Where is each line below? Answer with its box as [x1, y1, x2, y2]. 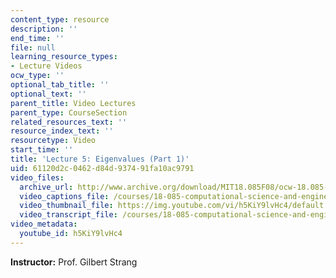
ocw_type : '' [10, 71, 65, 81]
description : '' [10, 24, 78, 34]
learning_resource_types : [10, 52, 118, 62]
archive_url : [19, 182, 74, 192]
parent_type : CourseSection [10, 107, 128, 118]
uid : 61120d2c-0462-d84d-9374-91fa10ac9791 [10, 163, 195, 173]
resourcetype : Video [10, 136, 97, 146]
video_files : [10, 172, 65, 183]
